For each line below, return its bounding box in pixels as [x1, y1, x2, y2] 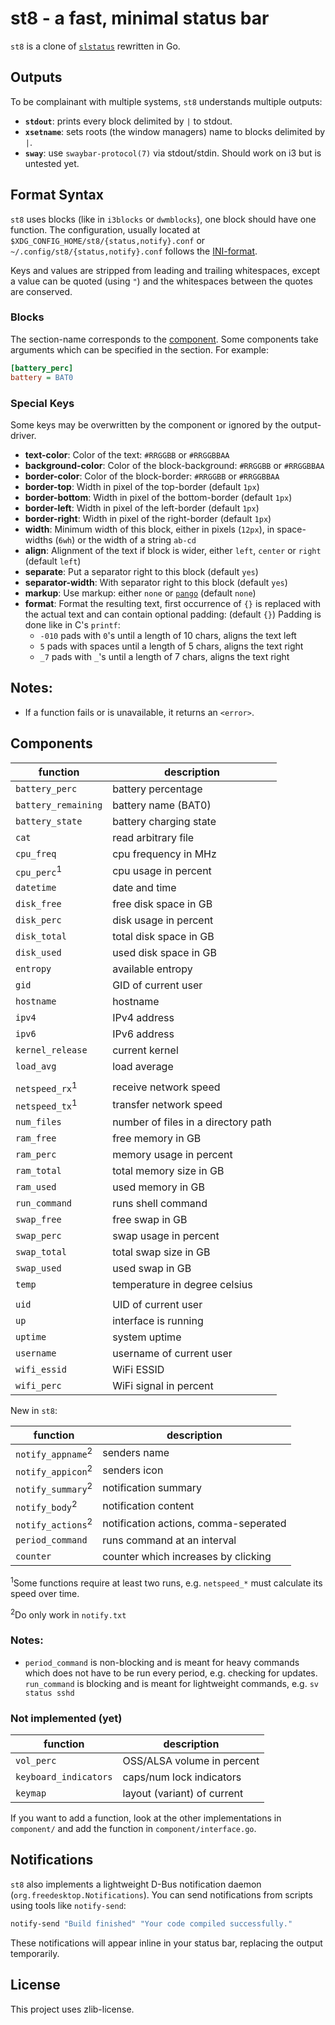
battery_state [15, 815, 83, 827]
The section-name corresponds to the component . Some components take [10, 333, 319, 345]
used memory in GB [112, 1180, 206, 1194]
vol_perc [15, 1755, 57, 1767]
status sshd [24, 1688, 75, 1698]
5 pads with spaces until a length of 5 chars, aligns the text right [39, 640, 304, 652]
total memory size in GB [112, 1163, 225, 1177]
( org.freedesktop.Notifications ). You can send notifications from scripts [10, 1888, 313, 1901]
